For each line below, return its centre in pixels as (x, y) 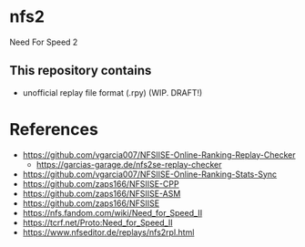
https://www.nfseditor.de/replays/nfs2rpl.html (108, 232)
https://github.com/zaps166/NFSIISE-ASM (102, 193)
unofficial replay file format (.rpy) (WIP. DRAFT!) (112, 92)
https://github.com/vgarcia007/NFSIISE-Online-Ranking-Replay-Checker (159, 154)
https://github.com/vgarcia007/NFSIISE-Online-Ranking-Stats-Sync (150, 174)
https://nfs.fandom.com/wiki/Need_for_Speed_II (112, 212)
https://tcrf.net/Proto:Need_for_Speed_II (97, 222)
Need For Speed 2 (44, 42)
